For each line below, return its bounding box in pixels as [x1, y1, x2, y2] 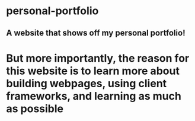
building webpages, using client [6, 77, 167, 90]
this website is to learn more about [6, 64, 180, 78]
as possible [6, 102, 64, 115]
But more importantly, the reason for [6, 52, 190, 65]
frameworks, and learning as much [6, 89, 182, 103]
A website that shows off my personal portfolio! [6, 28, 186, 38]
